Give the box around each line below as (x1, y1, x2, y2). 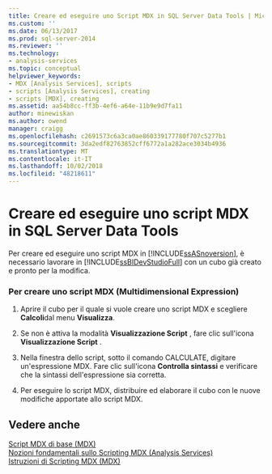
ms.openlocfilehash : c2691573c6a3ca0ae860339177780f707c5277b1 (8, 132, 227, 140)
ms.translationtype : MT (8, 147, 89, 155)
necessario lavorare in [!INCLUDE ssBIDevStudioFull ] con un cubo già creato (8, 256, 261, 267)
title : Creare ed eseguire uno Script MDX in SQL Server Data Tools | (8, 11, 252, 20)
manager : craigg (8, 125, 63, 133)
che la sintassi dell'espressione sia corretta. (19, 370, 167, 380)
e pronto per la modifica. (8, 265, 91, 275)
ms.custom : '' (8, 19, 57, 28)
